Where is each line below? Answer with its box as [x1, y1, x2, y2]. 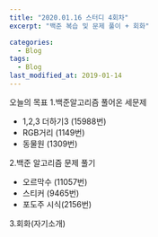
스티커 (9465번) [22, 188, 80, 198]
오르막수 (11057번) [22, 176, 88, 187]
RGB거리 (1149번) [22, 127, 85, 137]
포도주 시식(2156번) [22, 198, 92, 209]
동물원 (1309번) [22, 138, 78, 149]
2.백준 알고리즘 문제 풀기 [9, 157, 96, 168]
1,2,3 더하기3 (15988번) [22, 116, 107, 127]
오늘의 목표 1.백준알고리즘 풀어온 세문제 [9, 96, 147, 108]
